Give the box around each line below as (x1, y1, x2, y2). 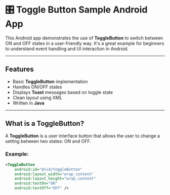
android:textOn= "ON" (14, 181, 58, 186)
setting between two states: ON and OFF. (5, 138, 91, 144)
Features (5, 65, 34, 74)
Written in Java (12, 100, 45, 106)
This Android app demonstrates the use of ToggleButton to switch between (5, 35, 163, 41)
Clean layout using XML (12, 94, 62, 101)
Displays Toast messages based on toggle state (12, 89, 113, 95)
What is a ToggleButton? (5, 119, 84, 128)
